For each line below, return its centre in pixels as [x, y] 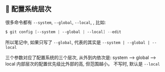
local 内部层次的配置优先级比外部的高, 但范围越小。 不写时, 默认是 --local [83, 64]
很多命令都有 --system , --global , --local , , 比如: [56, 22]
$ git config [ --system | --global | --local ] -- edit [63, 32]
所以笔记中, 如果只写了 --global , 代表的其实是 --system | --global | [78, 42]
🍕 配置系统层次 [28, 9]
